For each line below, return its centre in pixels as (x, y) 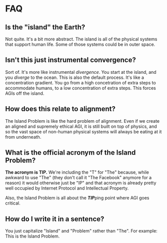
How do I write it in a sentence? (55, 219)
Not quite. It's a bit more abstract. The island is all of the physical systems (81, 39)
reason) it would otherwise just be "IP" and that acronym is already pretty (81, 183)
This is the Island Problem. (32, 236)
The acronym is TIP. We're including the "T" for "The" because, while (77, 172)
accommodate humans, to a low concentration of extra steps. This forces (80, 88)
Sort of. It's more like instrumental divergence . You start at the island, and (81, 72)
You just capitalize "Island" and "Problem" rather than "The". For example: (81, 231)
